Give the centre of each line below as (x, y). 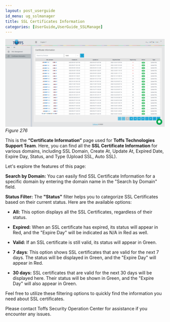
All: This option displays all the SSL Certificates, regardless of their (82, 212)
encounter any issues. (28, 314)
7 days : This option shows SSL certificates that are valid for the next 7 (86, 252)
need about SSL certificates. (35, 299)
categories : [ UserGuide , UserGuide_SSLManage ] (54, 27)
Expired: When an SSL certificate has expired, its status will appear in (85, 227)
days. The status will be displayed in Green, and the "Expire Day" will (84, 257)
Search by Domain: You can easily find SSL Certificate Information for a (80, 176)
